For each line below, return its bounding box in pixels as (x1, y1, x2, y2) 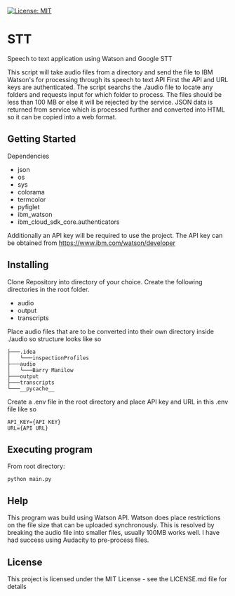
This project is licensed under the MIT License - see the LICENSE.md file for (7, 575, 227, 583)
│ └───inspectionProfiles (7, 355, 90, 362)
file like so (7, 404, 37, 413)
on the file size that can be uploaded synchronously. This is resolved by (7, 521, 215, 529)
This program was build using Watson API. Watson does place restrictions (7, 513, 221, 522)
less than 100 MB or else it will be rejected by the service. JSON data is (7, 98, 213, 106)
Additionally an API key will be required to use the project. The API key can (7, 231, 223, 239)
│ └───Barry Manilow (7, 366, 74, 373)
